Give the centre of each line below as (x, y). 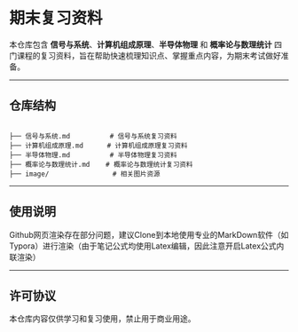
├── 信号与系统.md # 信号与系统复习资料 (93, 136)
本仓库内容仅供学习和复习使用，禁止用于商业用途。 (102, 319)
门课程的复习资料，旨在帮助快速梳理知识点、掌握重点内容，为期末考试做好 (145, 55)
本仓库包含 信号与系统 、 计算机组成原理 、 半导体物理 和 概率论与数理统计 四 (145, 44)
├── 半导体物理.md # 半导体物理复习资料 (93, 155)
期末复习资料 (56, 18)
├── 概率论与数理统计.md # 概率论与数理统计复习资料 (101, 164)
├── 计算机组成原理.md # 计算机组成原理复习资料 (98, 146)
